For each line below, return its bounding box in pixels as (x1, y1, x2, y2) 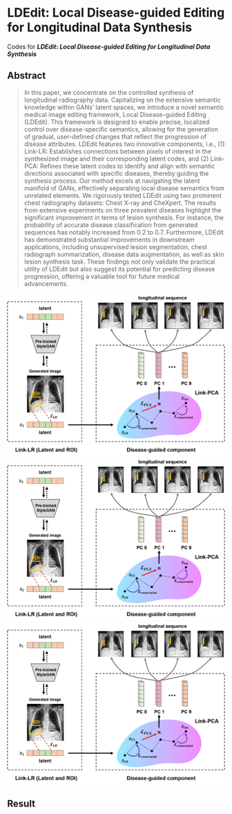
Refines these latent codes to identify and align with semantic (40, 161, 215, 170)
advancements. (23, 279, 68, 288)
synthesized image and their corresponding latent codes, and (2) (23, 154, 209, 163)
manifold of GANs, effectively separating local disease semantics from (23, 183, 224, 192)
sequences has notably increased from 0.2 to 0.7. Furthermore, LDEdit (23, 228, 224, 236)
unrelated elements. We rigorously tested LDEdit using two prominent (23, 191, 222, 199)
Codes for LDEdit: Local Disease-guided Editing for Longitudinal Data (7, 42, 211, 51)
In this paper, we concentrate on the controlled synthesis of (23, 88, 194, 96)
